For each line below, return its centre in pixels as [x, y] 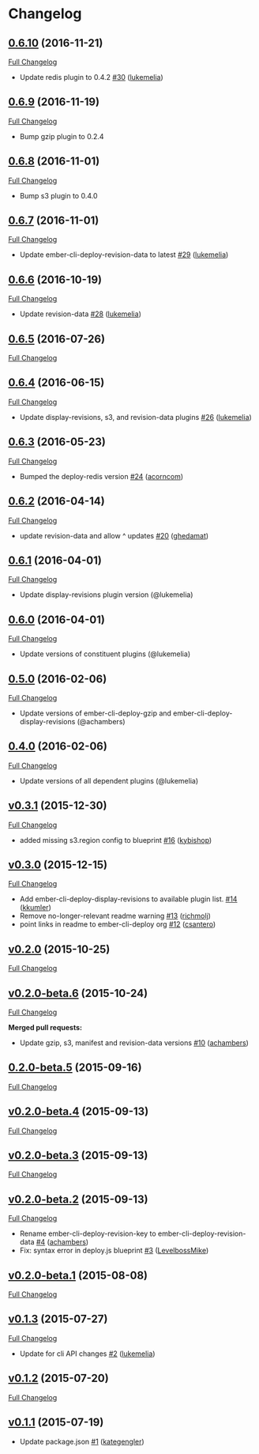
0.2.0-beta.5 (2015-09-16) [75, 1068]
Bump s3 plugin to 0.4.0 [58, 195]
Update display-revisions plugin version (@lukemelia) [106, 595]
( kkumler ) [35, 908]
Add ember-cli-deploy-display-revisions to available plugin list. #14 [128, 899]
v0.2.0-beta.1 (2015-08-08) [78, 1275]
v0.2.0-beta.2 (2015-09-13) [78, 1199]
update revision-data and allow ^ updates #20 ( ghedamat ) [114, 535]
